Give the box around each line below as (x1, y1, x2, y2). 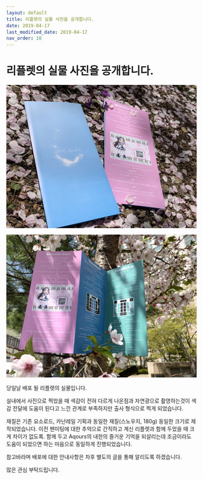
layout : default (6, 10, 47, 16)
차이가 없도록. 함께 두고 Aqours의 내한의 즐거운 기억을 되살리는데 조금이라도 (12, 433, 192, 440)
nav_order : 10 (6, 35, 42, 42)
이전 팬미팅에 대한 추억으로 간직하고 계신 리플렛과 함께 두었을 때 (38, 425, 188, 433)
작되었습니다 (6, 425, 36, 433)
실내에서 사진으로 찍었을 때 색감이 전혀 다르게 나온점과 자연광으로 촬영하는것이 (6, 397, 190, 404)
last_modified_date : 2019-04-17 (6, 29, 88, 35)
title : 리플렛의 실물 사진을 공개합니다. (6, 16, 94, 22)
